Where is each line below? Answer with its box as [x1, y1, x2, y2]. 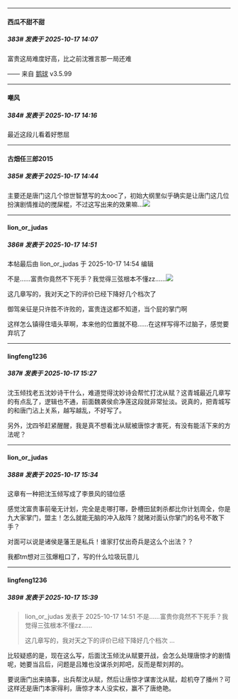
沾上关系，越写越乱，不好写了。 [31, 406, 125, 415]
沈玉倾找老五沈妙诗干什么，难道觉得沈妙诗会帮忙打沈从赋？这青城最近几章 [7, 388, 225, 397]
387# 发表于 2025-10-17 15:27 [7, 369, 97, 378]
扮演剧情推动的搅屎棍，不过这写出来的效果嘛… [7, 200, 144, 208]
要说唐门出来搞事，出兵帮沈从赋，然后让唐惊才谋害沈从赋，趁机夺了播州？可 [7, 675, 231, 683]
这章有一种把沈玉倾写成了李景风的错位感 [7, 490, 125, 498]
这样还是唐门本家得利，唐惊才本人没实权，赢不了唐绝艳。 [7, 683, 175, 692]
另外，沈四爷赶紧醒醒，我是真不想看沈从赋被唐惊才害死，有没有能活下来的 [7, 421, 225, 430]
